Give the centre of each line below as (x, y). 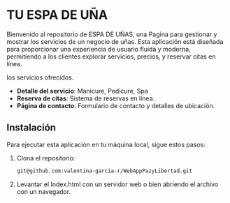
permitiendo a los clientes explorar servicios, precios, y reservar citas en (111, 57)
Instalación (31, 128)
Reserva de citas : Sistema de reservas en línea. (86, 98)
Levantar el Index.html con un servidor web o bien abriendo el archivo (117, 184)
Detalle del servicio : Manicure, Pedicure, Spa (82, 91)
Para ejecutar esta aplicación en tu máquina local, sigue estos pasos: (106, 144)
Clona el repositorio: (46, 158)
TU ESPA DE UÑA (57, 15)
